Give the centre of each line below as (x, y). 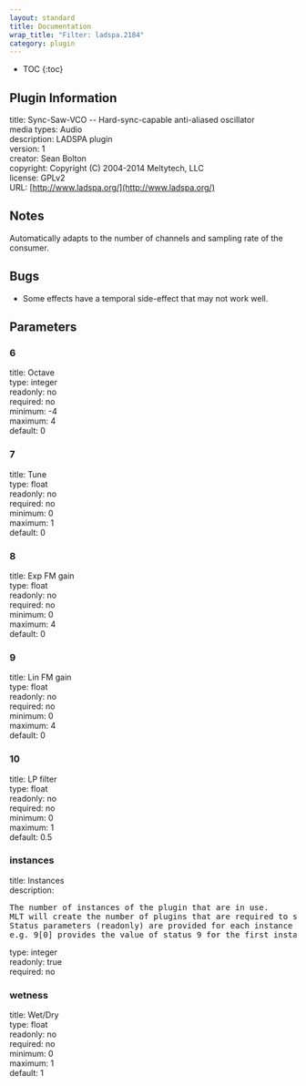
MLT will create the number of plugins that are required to (149, 916)
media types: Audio (46, 129)
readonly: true (36, 961)
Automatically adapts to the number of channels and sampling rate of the (147, 238)
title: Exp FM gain (42, 576)
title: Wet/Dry (34, 1015)
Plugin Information (63, 98)
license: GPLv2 (37, 178)
